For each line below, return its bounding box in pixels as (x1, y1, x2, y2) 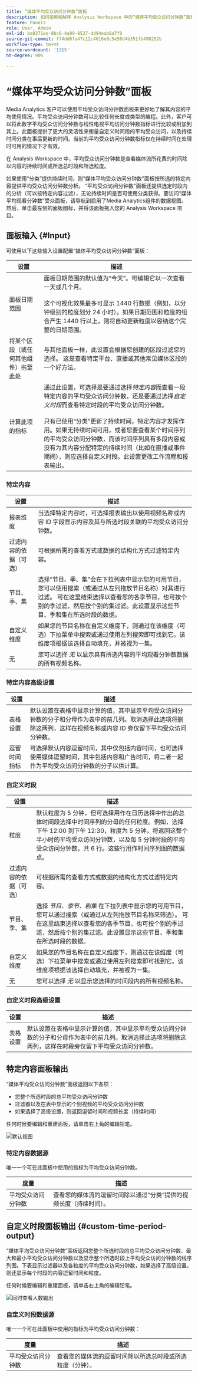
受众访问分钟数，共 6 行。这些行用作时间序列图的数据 (36, 844, 185, 853)
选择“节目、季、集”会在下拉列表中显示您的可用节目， (38, 575, 185, 583)
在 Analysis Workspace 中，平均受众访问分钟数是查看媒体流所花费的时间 (6, 155, 183, 162)
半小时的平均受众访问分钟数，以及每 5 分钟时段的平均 (36, 836, 185, 844)
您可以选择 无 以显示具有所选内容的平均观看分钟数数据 (38, 650, 189, 658)
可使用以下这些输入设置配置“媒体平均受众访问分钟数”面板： (6, 247, 150, 254)
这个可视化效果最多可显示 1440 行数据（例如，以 (44, 299, 181, 307)
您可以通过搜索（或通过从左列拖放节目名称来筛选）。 (36, 911, 181, 919)
